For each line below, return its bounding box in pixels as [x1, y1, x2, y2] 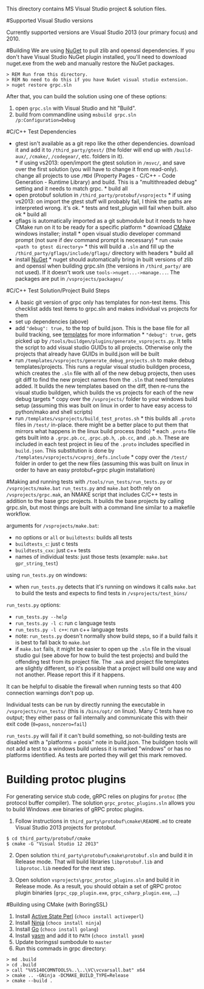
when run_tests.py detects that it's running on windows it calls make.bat [15, 583, 197, 590]
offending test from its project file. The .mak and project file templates [15, 658, 189, 665]
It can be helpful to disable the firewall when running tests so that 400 [6, 683, 182, 690]
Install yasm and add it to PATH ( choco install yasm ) [15, 931, 144, 939]
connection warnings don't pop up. [6, 689, 94, 697]
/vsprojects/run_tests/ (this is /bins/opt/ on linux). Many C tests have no [6, 707, 193, 715]
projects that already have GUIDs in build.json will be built [15, 350, 160, 357]
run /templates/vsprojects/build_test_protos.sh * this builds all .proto [15, 415, 195, 422]
